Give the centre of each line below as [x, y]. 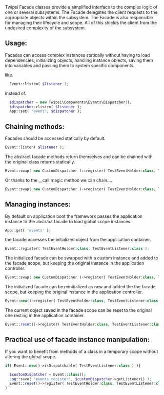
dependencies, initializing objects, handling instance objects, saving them [79, 60]
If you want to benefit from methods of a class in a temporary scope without [82, 351]
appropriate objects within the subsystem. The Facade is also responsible [79, 17]
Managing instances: [38, 204]
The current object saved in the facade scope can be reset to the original [79, 310]
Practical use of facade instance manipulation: [77, 340]
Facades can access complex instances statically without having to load [78, 55]
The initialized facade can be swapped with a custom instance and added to [82, 258]
